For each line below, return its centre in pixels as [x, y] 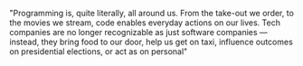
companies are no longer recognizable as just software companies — [139, 32]
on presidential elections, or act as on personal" [99, 52]
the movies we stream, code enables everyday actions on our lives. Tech [145, 23]
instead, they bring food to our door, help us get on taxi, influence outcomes [151, 42]
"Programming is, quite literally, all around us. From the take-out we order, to [151, 13]
